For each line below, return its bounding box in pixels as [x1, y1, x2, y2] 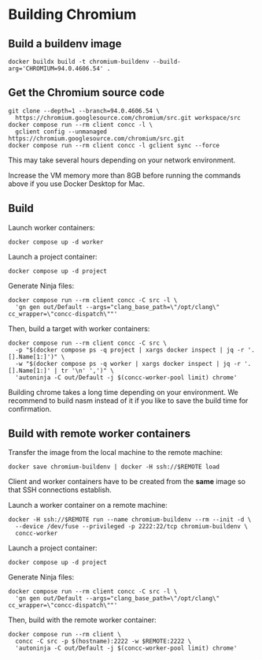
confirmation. [8, 404, 52, 413]
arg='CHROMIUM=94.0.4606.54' [8, 65, 104, 73]
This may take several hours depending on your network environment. [8, 155, 236, 165]
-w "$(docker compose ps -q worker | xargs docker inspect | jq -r [15, 360, 242, 367]
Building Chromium [8, 6, 137, 24]
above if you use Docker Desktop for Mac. [8, 179, 146, 188]
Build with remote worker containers [8, 427, 191, 441]
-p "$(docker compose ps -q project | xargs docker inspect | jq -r [15, 345, 245, 354]
